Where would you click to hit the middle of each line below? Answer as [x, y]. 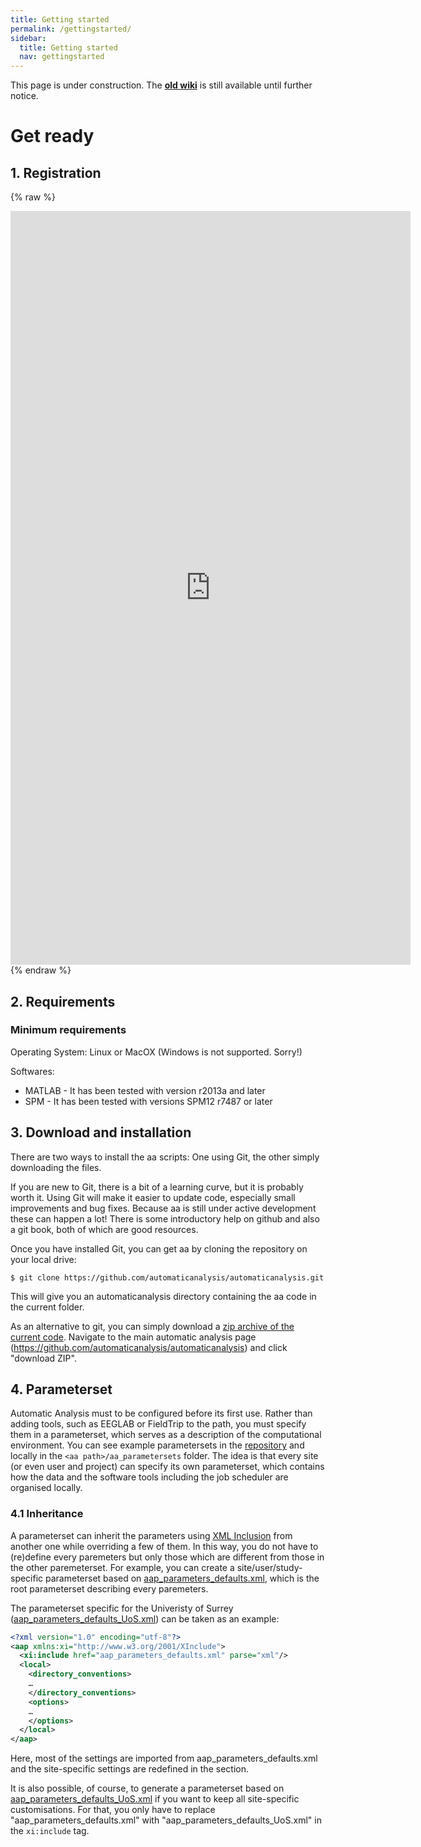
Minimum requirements [68, 1030]
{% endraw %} [41, 970]
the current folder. [47, 1307]
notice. [24, 96]
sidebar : [28, 38]
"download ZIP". [43, 1358]
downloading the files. [56, 1167]
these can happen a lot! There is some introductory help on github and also [165, 1218]
